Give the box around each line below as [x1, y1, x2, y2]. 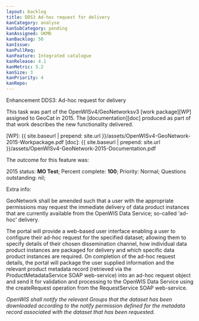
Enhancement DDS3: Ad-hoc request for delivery [6, 97, 127, 104]
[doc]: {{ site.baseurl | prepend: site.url [65, 139, 160, 145]
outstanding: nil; [6, 174, 46, 181]
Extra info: [6, 186, 31, 193]
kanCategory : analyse [6, 20, 60, 26]
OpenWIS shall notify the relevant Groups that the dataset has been [6, 296, 172, 303]
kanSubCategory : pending [6, 25, 68, 31]
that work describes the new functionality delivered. [6, 121, 134, 128]
